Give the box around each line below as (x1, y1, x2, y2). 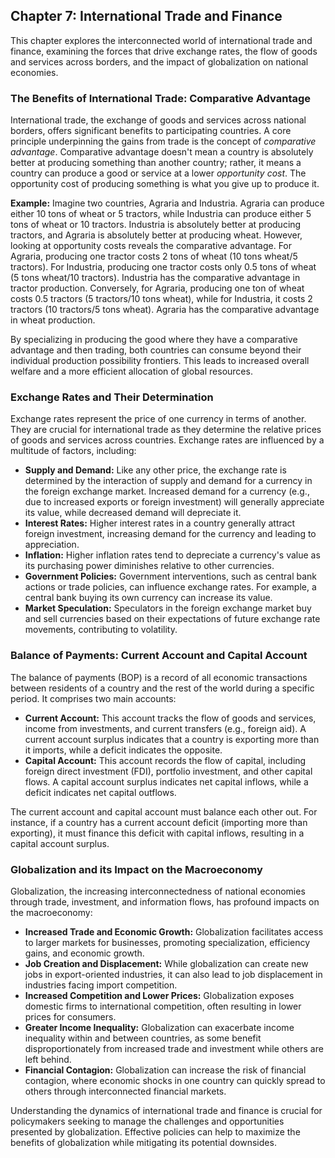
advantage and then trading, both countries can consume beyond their (10, 344, 302, 356)
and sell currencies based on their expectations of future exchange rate (24, 613, 321, 625)
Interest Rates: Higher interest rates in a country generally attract (24, 517, 296, 529)
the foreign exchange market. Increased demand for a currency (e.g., (24, 485, 310, 498)
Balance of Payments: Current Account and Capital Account (10, 649, 308, 663)
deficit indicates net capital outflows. (24, 786, 177, 798)
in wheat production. (10, 314, 96, 326)
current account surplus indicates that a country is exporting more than (24, 733, 320, 745)
